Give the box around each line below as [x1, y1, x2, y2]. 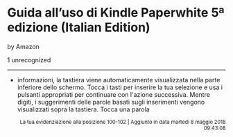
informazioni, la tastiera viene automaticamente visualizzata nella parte [17, 75, 221, 84]
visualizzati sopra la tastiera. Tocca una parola [17, 105, 150, 113]
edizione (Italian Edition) [7, 19, 150, 35]
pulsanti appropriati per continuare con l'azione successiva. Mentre [17, 90, 210, 98]
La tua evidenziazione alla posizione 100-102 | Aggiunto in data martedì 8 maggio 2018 [19, 118, 226, 125]
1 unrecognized [7, 55, 51, 64]
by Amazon [7, 42, 40, 51]
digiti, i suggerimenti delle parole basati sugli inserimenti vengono [17, 98, 205, 106]
